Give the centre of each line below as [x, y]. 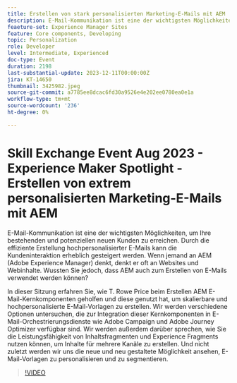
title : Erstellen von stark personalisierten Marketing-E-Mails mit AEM [116, 14]
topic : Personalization [42, 40]
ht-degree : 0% [28, 112]
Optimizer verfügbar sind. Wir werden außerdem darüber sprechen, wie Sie [117, 329]
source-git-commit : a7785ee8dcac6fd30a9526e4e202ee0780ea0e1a [101, 92]
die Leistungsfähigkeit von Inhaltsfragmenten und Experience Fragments [113, 336]
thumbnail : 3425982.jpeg [44, 86]
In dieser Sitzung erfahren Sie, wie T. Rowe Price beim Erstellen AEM [107, 291]
